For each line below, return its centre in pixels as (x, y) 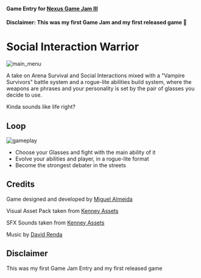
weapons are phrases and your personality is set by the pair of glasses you (100, 89)
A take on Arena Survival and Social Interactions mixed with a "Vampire (96, 75)
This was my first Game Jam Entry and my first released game (84, 268)
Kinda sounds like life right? (41, 107)
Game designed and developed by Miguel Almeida (69, 199)
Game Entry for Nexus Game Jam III (52, 9)
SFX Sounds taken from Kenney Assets (55, 223)
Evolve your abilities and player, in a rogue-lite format (82, 159)
